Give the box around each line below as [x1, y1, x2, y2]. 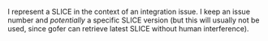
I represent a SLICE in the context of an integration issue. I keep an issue [7, 7, 251, 16]
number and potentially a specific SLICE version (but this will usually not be [7, 15, 260, 25]
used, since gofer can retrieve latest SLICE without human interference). [7, 24, 249, 33]
